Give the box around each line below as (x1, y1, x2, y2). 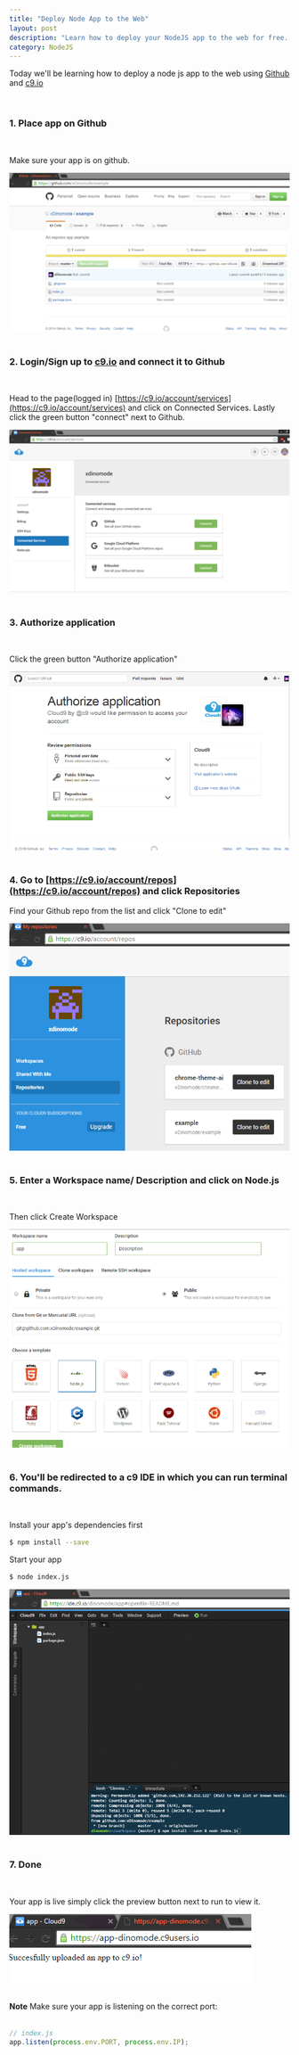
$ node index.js (9, 1572, 69, 1582)
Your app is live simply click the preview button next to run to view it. (9, 1895, 261, 1907)
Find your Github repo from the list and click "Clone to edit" (9, 905, 227, 916)
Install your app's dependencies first (9, 1520, 143, 1531)
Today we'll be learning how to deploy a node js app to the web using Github (9, 68, 290, 79)
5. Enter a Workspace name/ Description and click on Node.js (9, 1173, 280, 1186)
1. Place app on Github (9, 117, 108, 129)
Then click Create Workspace (9, 1212, 118, 1222)
